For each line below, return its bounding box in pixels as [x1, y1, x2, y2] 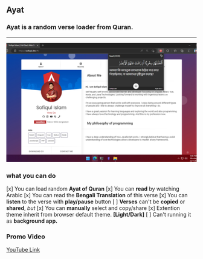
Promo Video [6, 232, 45, 241]
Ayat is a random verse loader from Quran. [6, 23, 134, 31]
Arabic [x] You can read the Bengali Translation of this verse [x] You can [6, 191, 188, 198]
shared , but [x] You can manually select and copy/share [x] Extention [6, 204, 180, 211]
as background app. [6, 217, 58, 225]
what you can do [6, 171, 56, 180]
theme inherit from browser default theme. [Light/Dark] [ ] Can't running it [6, 211, 192, 218]
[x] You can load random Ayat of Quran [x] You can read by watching [6, 185, 179, 192]
